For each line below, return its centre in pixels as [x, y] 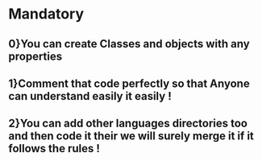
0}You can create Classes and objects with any [129, 44]
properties [35, 56]
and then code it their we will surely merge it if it [131, 136]
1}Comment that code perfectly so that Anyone [129, 83]
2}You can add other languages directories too [128, 124]
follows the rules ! [54, 149]
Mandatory [46, 14]
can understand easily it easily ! [90, 96]
